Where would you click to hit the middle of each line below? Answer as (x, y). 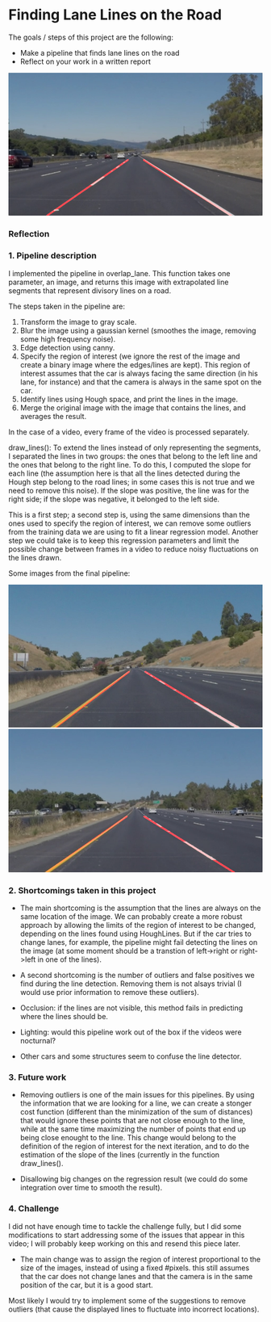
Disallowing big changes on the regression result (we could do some (134, 1179)
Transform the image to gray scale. (78, 321)
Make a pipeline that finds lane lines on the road (100, 52)
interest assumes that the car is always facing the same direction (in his (139, 373)
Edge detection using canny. (67, 347)
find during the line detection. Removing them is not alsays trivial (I (131, 984)
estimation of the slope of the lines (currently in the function (120, 1155)
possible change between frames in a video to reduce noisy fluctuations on (133, 549)
